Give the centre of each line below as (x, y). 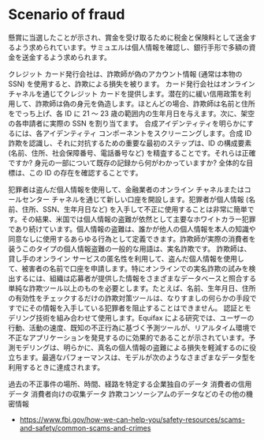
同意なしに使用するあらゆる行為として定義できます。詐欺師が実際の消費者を (132, 239)
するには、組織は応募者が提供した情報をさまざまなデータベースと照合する (136, 278)
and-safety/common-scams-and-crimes (85, 427)
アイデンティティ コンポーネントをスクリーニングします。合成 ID (147, 133)
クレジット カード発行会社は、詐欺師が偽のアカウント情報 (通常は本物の (125, 73)
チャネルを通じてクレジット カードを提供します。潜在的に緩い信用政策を (126, 93)
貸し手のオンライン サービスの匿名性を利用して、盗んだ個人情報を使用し (126, 258)
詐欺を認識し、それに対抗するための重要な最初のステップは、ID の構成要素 (130, 143)
